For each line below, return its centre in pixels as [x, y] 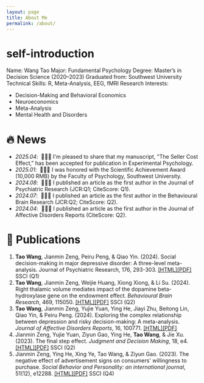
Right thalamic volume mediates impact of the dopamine [86, 289]
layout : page [23, 12]
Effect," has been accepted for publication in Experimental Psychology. [104, 163]
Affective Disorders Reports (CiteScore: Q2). [71, 215]
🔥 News [26, 140]
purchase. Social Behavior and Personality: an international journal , [100, 367]
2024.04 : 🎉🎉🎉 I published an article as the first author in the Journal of [104, 209]
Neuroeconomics [37, 102]
